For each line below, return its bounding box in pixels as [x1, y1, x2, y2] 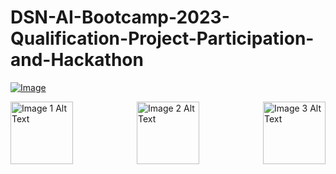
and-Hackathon [10, 49, 144, 71]
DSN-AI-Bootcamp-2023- [10, 6, 230, 29]
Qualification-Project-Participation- [10, 27, 315, 50]
